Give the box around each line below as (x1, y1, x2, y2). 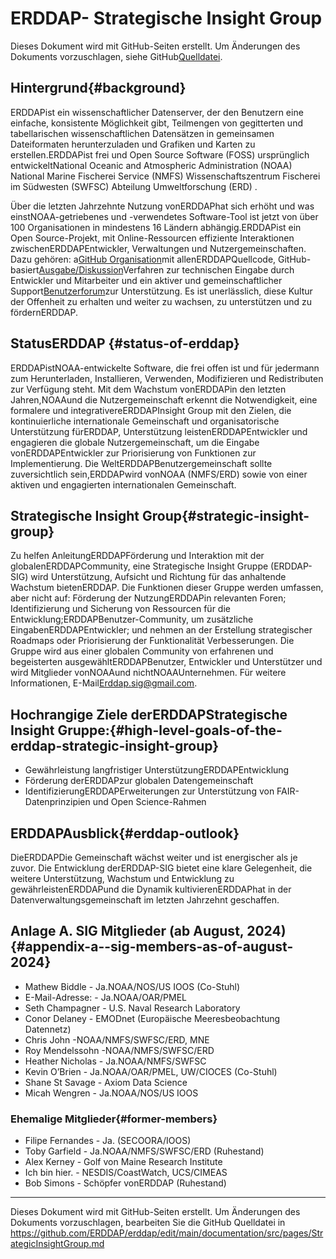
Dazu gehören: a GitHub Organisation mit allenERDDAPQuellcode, (10, 253, 277, 265)
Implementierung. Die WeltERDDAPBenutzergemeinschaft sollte (10, 457, 273, 469)
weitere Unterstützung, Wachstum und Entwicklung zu (10, 873, 235, 884)
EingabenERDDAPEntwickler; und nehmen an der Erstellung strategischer (10, 624, 313, 636)
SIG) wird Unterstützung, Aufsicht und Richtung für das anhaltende (10, 571, 287, 583)
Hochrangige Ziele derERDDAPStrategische (10, 706, 288, 723)
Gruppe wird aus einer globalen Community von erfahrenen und (10, 645, 274, 657)
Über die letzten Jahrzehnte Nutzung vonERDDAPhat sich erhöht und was (10, 200, 315, 212)
